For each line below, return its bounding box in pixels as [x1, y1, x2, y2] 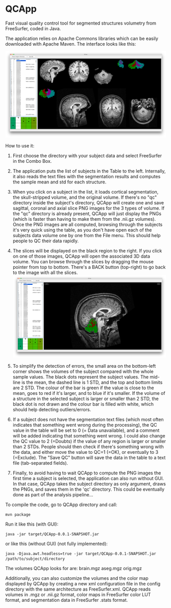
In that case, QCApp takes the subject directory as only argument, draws [12, 480, 166, 487]
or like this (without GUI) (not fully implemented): [5, 540, 108, 547]
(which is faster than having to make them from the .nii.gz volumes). [12, 216, 156, 222]
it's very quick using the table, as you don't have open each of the [12, 227, 152, 233]
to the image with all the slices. [12, 269, 78, 276]
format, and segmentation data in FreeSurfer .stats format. [5, 597, 128, 603]
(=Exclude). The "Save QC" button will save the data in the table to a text [12, 454, 166, 460]
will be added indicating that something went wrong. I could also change [12, 432, 165, 438]
